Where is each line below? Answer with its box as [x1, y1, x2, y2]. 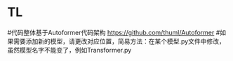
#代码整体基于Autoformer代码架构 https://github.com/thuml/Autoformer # [7, 28, 220, 36]
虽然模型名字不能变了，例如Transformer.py [7, 46, 132, 54]
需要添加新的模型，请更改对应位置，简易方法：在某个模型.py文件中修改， [13, 36, 226, 46]
